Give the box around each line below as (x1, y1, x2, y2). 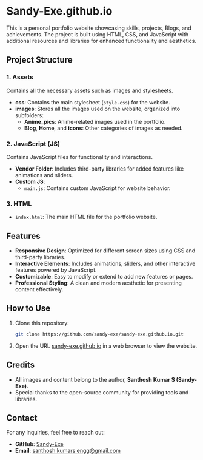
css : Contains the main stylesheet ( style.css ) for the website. (15, 98, 171, 106)
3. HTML (6, 199, 32, 208)
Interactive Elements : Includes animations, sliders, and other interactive (15, 260, 196, 268)
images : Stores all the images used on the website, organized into (15, 105, 181, 112)
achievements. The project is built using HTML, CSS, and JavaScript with (6, 30, 189, 38)
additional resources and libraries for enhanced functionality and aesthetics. (6, 37, 197, 44)
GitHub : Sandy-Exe (15, 441, 64, 448)
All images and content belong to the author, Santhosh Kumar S (15, 376, 176, 383)
